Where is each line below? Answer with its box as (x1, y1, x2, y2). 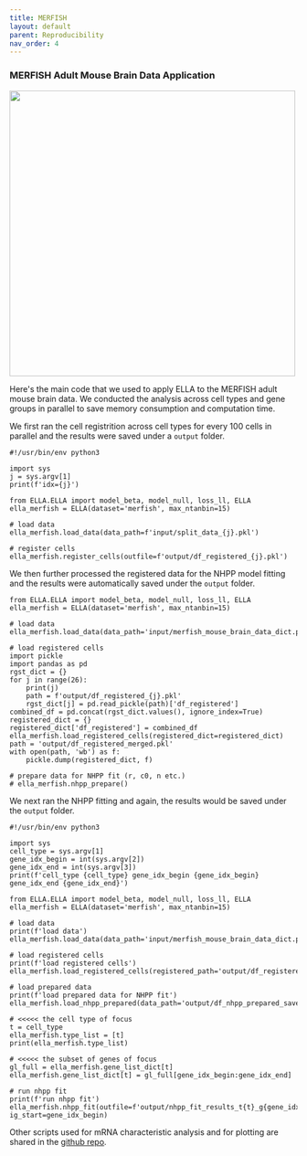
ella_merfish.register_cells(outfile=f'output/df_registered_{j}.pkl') (9, 552, 288, 561)
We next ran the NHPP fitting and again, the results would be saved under (9, 795, 287, 806)
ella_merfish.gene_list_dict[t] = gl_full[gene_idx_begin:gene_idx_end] (9, 1070, 292, 1079)
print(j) (26, 683, 59, 693)
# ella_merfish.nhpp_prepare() (9, 779, 129, 789)
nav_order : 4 (9, 38, 59, 48)
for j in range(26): (9, 675, 89, 684)
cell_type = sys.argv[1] (9, 846, 104, 855)
